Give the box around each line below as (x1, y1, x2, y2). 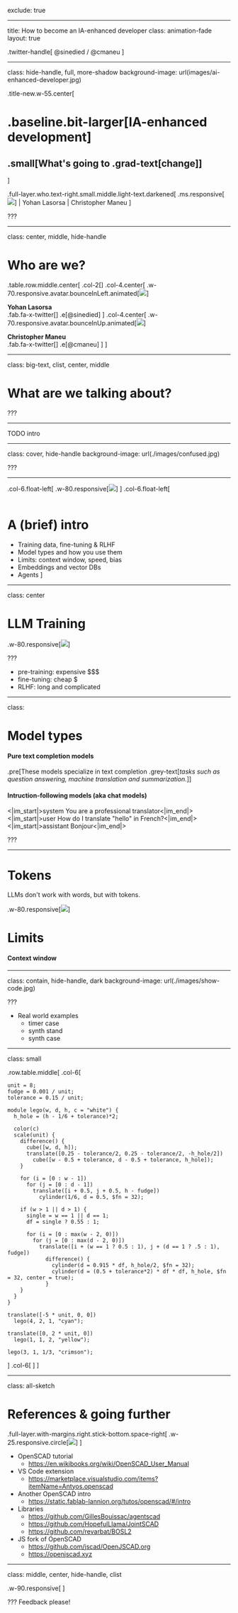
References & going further (7, 1406, 171, 1422)
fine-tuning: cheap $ (17, 675, 78, 683)
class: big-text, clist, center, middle (7, 360, 110, 369)
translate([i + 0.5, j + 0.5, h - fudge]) (33, 1187, 160, 1194)
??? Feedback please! (7, 1597, 71, 1606)
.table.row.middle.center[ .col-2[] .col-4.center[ (7, 280, 145, 289)
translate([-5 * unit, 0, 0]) (7, 1311, 97, 1318)
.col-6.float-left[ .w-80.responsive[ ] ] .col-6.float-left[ (7, 484, 170, 493)
